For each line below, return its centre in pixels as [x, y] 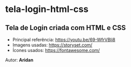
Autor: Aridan [19, 60]
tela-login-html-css [47, 9]
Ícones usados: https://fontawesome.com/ [56, 50]
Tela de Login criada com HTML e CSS [65, 28]
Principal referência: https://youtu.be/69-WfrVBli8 [64, 39]
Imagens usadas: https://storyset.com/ [52, 45]
